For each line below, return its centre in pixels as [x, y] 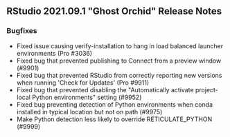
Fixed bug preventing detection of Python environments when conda [114, 104]
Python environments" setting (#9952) [87, 97]
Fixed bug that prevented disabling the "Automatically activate [105, 89]
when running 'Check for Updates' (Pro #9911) [83, 83]
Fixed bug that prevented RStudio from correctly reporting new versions [119, 75]
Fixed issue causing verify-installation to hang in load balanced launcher [120, 46]
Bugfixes [22, 31]
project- [207, 89]
